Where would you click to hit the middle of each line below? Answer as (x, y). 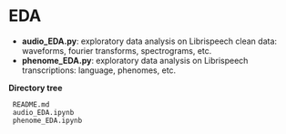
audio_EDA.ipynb (43, 112)
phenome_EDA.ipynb (47, 120)
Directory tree (36, 88)
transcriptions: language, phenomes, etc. (99, 70)
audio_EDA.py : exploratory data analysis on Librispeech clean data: (149, 41)
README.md (31, 104)
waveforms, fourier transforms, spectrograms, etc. (117, 50)
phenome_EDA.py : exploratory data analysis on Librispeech (135, 60)
